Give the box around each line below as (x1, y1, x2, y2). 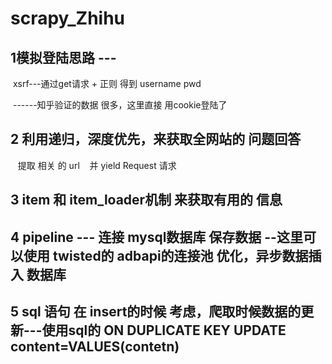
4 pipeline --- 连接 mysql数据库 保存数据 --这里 (10, 228, 303, 246)
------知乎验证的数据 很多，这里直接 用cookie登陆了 (12, 99, 228, 111)
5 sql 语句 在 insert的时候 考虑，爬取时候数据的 (10, 303, 302, 320)
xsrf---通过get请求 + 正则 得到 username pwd (12, 78, 202, 89)
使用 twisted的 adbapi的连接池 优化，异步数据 (23, 247, 309, 264)
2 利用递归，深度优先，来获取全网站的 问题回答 (10, 131, 302, 148)
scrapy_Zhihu (10, 7, 126, 30)
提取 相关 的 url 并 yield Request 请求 (17, 159, 177, 171)
